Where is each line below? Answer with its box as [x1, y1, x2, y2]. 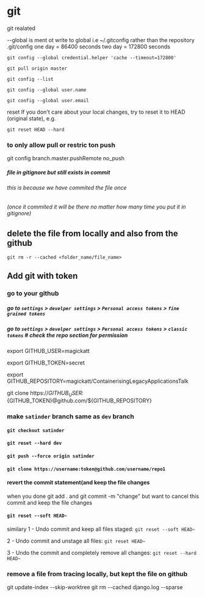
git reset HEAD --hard [7, 127, 65, 133]
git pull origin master [7, 65, 68, 72]
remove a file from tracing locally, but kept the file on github [7, 569, 188, 578]
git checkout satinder [7, 427, 65, 434]
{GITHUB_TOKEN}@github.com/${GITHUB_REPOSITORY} [7, 397, 152, 404]
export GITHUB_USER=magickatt [7, 347, 90, 354]
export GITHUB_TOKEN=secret [7, 359, 85, 366]
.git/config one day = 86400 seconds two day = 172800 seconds [7, 43, 170, 50]
